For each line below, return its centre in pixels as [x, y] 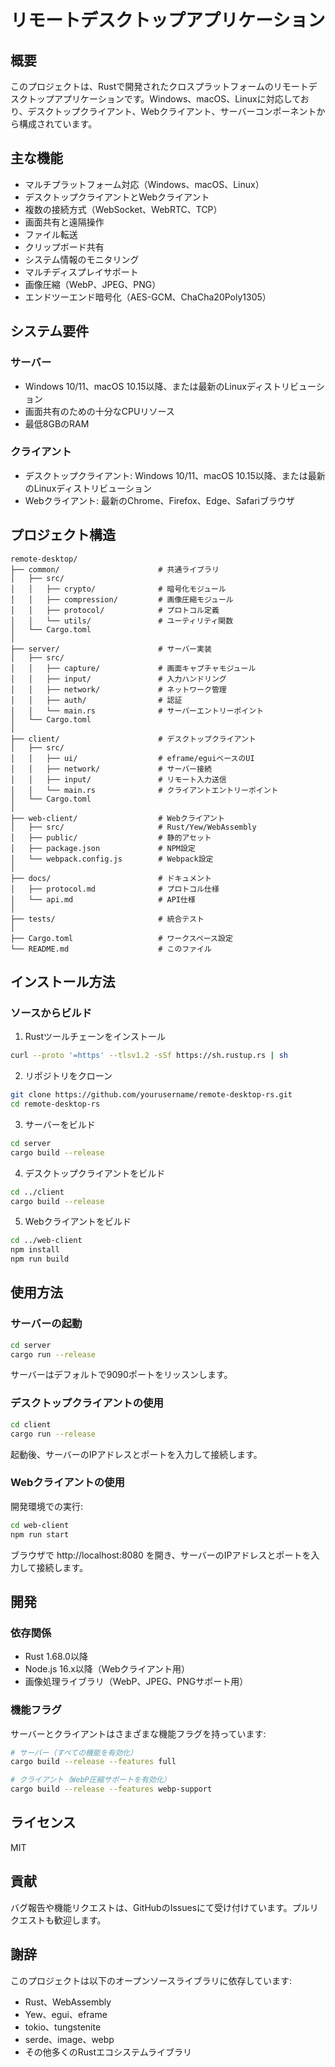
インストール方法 [63, 982]
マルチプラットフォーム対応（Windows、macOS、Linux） [144, 184]
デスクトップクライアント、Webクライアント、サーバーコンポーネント [172, 111]
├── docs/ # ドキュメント [111, 878]
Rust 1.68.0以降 [56, 1657]
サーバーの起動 [46, 1324]
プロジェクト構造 [63, 535]
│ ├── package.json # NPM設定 [103, 848]
